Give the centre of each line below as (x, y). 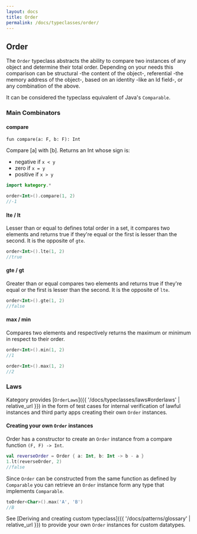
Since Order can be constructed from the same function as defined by (91, 478)
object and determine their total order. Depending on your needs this (90, 67)
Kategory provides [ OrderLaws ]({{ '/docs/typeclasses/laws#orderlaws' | (93, 400)
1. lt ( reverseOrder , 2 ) (34, 461)
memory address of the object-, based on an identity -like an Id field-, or (95, 80)
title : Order (22, 17)
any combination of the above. (43, 86)
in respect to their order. (35, 339)
